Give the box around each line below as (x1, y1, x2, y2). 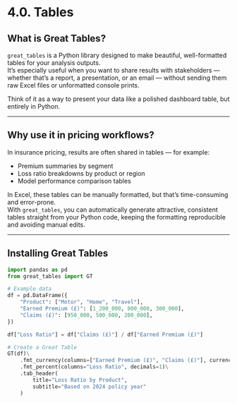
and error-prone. (7, 198, 56, 206)
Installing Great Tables (7, 248, 109, 260)
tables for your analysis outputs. (7, 59, 101, 67)
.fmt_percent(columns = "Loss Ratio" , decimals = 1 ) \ (20, 363, 169, 371)
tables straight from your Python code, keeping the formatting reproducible (7, 212, 226, 221)
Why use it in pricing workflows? (7, 129, 154, 141)
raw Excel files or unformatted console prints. (7, 81, 140, 89)
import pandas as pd (7, 266, 68, 273)
